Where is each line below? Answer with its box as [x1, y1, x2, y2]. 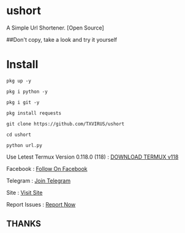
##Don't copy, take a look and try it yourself [6, 36, 118, 43]
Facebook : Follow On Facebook [6, 165, 88, 172]
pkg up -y [6, 77, 32, 84]
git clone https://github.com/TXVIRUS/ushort [6, 120, 124, 127]
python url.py [6, 142, 43, 148]
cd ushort [6, 132, 32, 138]
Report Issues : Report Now [6, 200, 76, 208]
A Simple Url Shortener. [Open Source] [6, 24, 104, 31]
